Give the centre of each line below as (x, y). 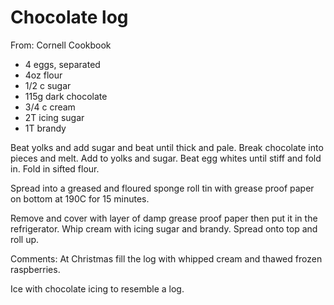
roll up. (25, 239)
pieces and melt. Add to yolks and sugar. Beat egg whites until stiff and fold (166, 158)
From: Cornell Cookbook (61, 45)
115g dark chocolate (66, 96)
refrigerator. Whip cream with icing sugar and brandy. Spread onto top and (164, 228)
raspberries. (35, 269)
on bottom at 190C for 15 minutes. (80, 198)
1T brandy (45, 128)
